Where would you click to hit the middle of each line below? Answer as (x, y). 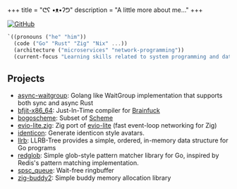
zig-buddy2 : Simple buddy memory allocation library (94, 178)
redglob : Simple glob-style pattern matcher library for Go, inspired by (118, 156)
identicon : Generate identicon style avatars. (81, 133)
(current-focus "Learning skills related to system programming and (116, 56)
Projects (26, 79)
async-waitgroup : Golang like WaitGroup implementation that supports (120, 96)
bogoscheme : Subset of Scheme (65, 118)
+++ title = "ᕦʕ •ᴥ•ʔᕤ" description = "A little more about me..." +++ (105, 10)
